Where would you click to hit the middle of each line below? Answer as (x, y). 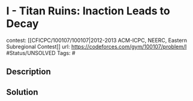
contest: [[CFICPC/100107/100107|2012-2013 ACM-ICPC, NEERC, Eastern (97, 40)
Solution (22, 92)
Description (28, 72)
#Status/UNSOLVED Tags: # (41, 53)
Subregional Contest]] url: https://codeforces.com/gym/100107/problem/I (96, 47)
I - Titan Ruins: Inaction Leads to (88, 11)
